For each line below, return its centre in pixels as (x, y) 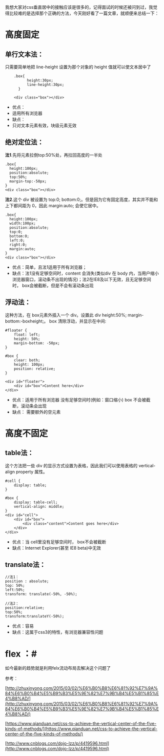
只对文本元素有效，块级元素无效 (44, 125)
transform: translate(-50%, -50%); (41, 594)
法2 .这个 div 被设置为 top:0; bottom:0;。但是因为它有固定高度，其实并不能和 (82, 199)
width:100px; (23, 223)
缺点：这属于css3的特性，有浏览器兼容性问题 (58, 632)
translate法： (25, 565)
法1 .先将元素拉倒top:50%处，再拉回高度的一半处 (54, 155)
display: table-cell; (36, 502)
